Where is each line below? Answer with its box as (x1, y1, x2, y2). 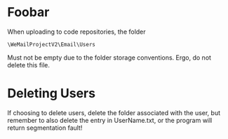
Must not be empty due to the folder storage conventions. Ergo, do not (7, 53, 212, 62)
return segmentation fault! (7, 124, 83, 132)
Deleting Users (7, 86, 96, 102)
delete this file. (7, 60, 51, 69)
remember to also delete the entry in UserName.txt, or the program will (7, 116, 213, 124)
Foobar (7, 4, 50, 20)
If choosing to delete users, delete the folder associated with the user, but (7, 108, 221, 117)
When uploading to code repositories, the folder (7, 27, 146, 36)
